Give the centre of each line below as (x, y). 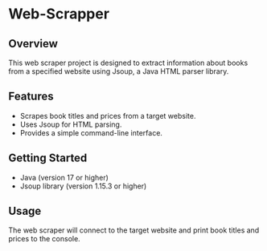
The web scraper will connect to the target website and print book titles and (134, 230)
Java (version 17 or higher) (64, 177)
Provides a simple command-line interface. (91, 132)
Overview (33, 44)
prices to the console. (44, 239)
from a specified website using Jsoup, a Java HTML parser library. (119, 71)
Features (31, 97)
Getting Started (48, 158)
